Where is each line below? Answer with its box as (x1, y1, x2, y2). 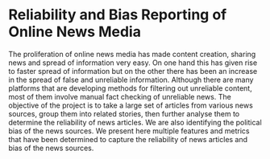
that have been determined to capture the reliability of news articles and (8, 134, 248, 144)
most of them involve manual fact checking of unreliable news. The (8, 92, 231, 101)
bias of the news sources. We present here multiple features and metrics (8, 126, 250, 136)
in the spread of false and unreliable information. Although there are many (8, 75, 254, 84)
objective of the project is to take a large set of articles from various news (8, 100, 254, 110)
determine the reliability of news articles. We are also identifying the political (8, 117, 262, 127)
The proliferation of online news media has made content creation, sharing (8, 49, 256, 59)
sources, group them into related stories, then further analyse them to (8, 108, 240, 118)
